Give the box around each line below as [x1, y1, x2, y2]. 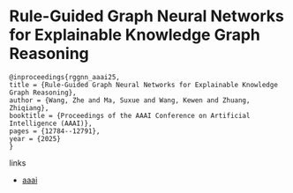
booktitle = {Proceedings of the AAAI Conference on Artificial [9, 111, 251, 120]
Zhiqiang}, [9, 103, 49, 112]
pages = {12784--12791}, [9, 126, 101, 136]
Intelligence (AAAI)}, [9, 119, 93, 128]
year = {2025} [9, 134, 62, 143]
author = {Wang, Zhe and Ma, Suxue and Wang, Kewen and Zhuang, [9, 95, 251, 105]
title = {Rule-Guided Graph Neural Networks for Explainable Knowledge [9, 80, 278, 89]
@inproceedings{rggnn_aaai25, [9, 72, 121, 81]
